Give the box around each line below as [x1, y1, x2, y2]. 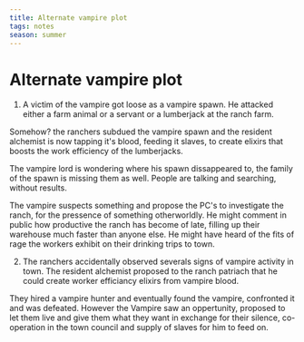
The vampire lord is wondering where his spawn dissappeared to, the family [9, 163, 293, 174]
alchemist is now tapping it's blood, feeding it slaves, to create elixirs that [9, 136, 284, 147]
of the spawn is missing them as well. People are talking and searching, [9, 173, 277, 184]
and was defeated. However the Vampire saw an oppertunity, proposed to [9, 303, 286, 314]
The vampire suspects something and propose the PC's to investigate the [9, 200, 284, 211]
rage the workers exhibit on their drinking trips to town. [9, 239, 215, 249]
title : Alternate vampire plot [9, 13, 128, 23]
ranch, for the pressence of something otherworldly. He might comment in [9, 210, 288, 220]
